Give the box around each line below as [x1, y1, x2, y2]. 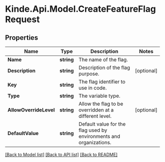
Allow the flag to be [78, 101, 124, 107]
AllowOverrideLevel [7, 107, 55, 113]
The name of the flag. [78, 56, 128, 63]
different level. [78, 113, 112, 119]
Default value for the [78, 121, 126, 127]
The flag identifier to [78, 79, 126, 85]
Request [5, 14, 40, 25]
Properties [5, 33, 38, 42]
